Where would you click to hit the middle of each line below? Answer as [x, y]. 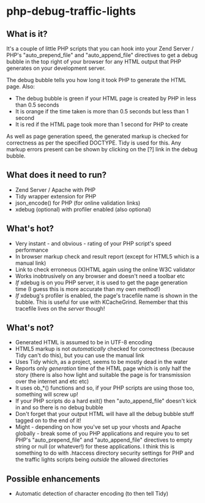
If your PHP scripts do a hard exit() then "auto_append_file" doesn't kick [106, 401]
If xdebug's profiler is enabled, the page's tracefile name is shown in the [106, 295]
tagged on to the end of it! [48, 420]
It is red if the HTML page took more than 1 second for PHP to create [102, 124]
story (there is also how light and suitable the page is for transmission [103, 375]
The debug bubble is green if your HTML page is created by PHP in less [106, 98]
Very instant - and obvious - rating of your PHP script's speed [93, 243]
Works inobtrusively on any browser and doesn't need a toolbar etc [100, 276]
